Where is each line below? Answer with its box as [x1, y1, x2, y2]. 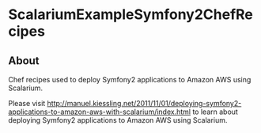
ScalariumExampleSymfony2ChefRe [8, 6, 253, 24]
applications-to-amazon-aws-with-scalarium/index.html [8, 107, 191, 116]
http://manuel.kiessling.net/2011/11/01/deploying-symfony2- [47, 99, 242, 108]
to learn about [192, 107, 239, 116]
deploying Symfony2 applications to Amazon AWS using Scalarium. [8, 116, 228, 124]
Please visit [8, 99, 46, 108]
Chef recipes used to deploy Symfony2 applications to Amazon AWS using [8, 75, 252, 84]
